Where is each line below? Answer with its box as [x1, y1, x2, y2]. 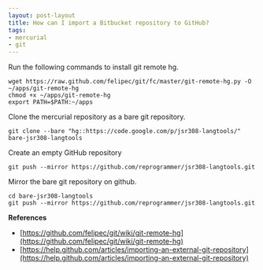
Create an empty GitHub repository [8, 148, 122, 157]
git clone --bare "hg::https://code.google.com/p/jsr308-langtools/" [8, 128, 242, 135]
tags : [8, 26, 26, 34]
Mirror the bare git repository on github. [8, 177, 137, 187]
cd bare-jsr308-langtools [8, 192, 93, 201]
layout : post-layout [8, 11, 76, 20]
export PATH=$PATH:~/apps [8, 98, 93, 106]
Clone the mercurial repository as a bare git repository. [8, 112, 186, 122]
